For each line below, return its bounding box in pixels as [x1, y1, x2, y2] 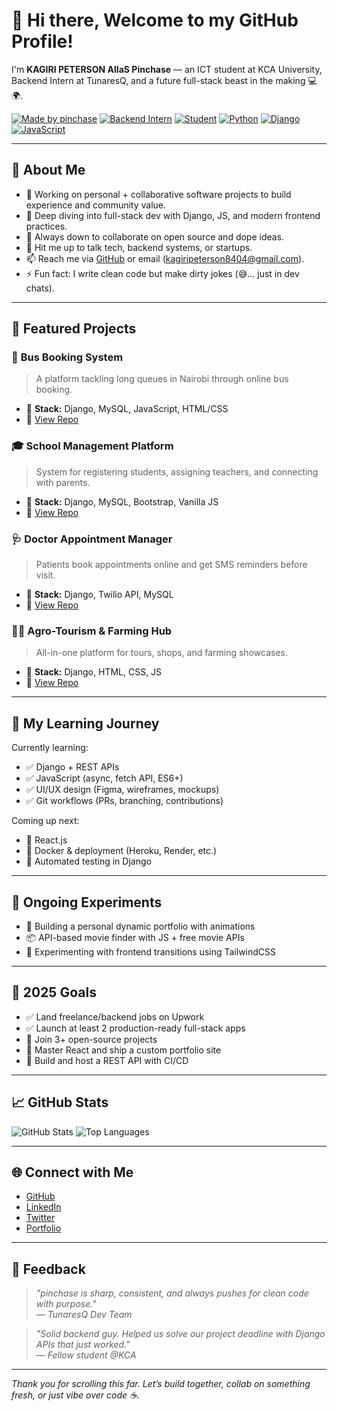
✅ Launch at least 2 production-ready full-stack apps [25, 1022, 246, 1034]
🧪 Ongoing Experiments [11, 894, 163, 911]
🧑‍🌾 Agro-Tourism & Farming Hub [11, 624, 173, 638]
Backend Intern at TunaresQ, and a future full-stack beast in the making [11, 74, 306, 86]
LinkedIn [25, 1201, 62, 1213]
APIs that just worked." [35, 1339, 131, 1351]
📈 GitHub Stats [11, 1094, 109, 1111]
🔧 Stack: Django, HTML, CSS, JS [25, 666, 163, 678]
